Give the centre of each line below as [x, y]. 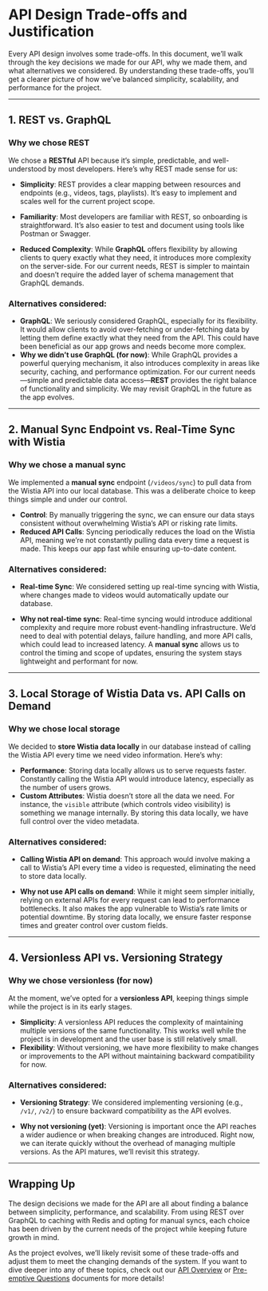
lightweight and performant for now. [79, 661]
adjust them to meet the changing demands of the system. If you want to [128, 1261]
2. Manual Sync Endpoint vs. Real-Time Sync [122, 429]
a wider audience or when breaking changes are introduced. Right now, [137, 1135]
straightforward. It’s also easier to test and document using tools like [132, 225]
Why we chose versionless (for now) [81, 981]
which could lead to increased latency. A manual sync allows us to [129, 644]
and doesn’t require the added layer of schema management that [126, 274]
